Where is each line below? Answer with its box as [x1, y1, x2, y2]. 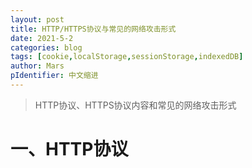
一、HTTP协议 [10, 138, 129, 161]
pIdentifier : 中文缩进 [10, 71, 99, 81]
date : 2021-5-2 [10, 33, 74, 43]
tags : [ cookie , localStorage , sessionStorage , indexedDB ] [10, 52, 244, 62]
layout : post [10, 14, 65, 25]
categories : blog [10, 42, 83, 53]
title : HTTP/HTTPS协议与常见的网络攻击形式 [10, 24, 177, 34]
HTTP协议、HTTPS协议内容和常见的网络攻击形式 [34, 99, 237, 111]
